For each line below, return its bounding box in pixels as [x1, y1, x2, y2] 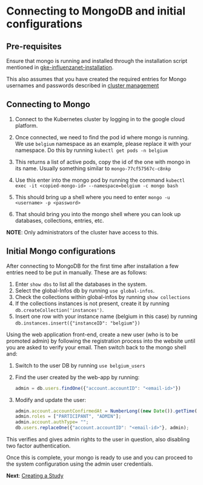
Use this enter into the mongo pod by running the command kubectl [15, 176, 185, 183]
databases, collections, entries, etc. [15, 217, 104, 224]
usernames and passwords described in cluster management [6, 82, 159, 89]
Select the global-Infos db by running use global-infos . [15, 286, 155, 294]
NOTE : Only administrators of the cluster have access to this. [6, 228, 159, 236]
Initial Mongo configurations [6, 246, 116, 257]
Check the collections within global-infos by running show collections [15, 293, 191, 300]
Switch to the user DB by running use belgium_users [15, 361, 145, 369]
